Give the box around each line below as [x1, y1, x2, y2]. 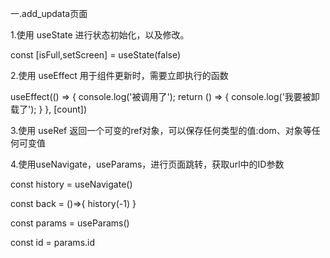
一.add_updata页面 [10, 8, 88, 19]
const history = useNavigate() [10, 178, 133, 190]
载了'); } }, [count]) [10, 103, 87, 115]
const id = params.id [10, 237, 96, 248]
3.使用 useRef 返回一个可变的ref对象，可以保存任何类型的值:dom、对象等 [10, 125, 312, 136]
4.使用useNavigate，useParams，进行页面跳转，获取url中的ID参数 [10, 158, 285, 170]
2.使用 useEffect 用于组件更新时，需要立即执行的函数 [10, 70, 229, 81]
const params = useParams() [10, 217, 130, 229]
